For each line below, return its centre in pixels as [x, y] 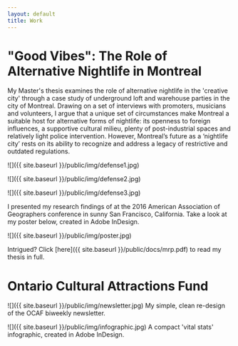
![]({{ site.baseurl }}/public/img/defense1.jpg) [73, 166]
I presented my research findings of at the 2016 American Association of [114, 207]
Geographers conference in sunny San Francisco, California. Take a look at [117, 214]
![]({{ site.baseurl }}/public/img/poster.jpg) [69, 235]
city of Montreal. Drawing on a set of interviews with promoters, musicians [117, 106]
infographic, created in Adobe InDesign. [66, 335]
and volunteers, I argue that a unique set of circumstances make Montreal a [118, 113]
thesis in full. [26, 257]
